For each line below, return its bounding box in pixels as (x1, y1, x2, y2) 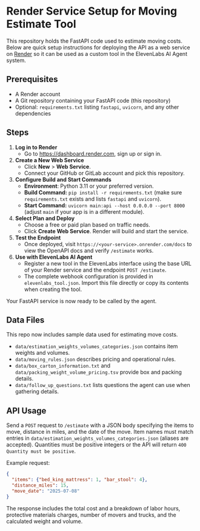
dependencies (15, 109, 52, 117)
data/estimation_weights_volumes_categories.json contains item (15, 343, 178, 350)
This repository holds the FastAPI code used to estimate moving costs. (6, 37, 183, 44)
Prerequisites (6, 74, 58, 84)
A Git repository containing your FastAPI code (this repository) (15, 97, 171, 104)
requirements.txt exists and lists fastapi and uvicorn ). (24, 195, 162, 202)
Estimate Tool (6, 17, 77, 31)
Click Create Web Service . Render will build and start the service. (24, 227, 189, 235)
